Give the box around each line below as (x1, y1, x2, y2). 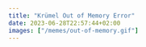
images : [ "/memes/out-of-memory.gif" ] (8, 26, 139, 34)
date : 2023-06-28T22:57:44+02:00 (8, 19, 121, 27)
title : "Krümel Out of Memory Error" (8, 11, 136, 20)
